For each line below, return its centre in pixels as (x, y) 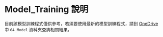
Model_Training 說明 (47, 9)
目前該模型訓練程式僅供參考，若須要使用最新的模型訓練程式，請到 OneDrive (81, 24)
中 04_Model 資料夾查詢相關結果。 (38, 29)
